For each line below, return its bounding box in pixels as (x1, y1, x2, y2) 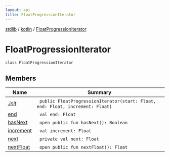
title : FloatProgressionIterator (5, 12, 76, 17)
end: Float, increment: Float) (36, 104, 112, 110)
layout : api (5, 7, 30, 13)
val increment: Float (39, 128, 92, 134)
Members (5, 74, 36, 82)
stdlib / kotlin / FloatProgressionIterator (5, 26, 87, 32)
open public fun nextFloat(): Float (39, 144, 128, 150)
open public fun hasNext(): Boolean (39, 120, 128, 126)
